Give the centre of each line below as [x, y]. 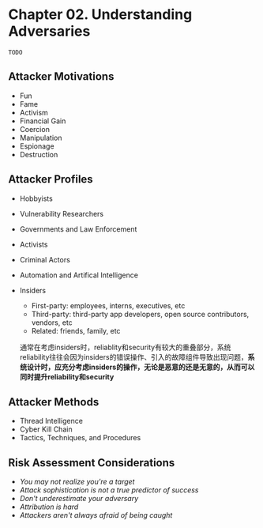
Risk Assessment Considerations [92, 463]
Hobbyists [36, 198]
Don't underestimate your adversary [79, 499]
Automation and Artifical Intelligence [79, 275]
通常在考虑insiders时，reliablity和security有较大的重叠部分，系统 [125, 347]
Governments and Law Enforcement [78, 229]
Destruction [39, 154]
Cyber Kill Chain [46, 429]
